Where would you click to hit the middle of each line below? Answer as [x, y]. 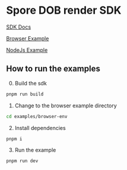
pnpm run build [25, 94]
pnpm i [14, 139]
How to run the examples [53, 69]
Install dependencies [40, 128]
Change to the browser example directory [66, 106]
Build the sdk [31, 83]
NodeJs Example [27, 50]
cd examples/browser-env [37, 116]
